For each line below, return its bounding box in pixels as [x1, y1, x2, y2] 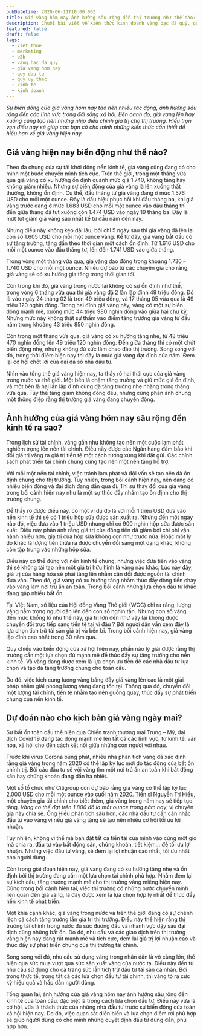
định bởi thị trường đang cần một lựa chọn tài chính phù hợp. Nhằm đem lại [6, 872, 193, 879]
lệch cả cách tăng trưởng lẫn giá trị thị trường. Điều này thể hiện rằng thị [6, 916, 185, 923]
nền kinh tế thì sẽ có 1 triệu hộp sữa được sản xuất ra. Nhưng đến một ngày [6, 513, 193, 521]
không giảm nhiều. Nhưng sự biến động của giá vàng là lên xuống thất [6, 183, 181, 190]
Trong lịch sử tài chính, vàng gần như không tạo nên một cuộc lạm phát [6, 438, 184, 446]
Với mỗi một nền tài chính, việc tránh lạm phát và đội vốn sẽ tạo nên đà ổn [6, 469, 190, 477]
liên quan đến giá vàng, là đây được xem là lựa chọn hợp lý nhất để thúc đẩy [6, 891, 196, 899]
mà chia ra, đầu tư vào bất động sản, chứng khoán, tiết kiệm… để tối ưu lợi [6, 841, 192, 849]
